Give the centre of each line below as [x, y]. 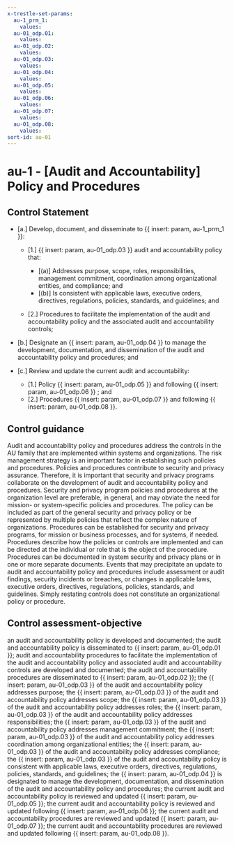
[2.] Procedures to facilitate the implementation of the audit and [119, 314]
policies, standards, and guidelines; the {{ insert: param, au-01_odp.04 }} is [115, 773]
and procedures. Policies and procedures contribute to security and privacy [116, 468]
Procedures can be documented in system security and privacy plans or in [114, 557]
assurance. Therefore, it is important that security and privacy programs [111, 475]
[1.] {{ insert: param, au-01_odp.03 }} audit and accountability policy [125, 250]
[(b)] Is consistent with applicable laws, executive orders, [120, 293]
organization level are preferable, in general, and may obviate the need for [114, 497]
